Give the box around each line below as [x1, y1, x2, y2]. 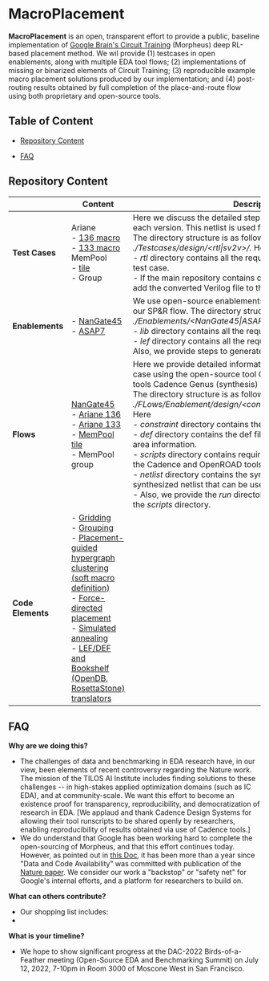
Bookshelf [70, 662, 110, 674]
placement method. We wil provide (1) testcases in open [30, 48, 216, 58]
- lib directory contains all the [132, 325, 244, 336]
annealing [70, 632, 109, 643]
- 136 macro [70, 232, 121, 243]
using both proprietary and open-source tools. [8, 91, 162, 100]
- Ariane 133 [70, 418, 122, 429]
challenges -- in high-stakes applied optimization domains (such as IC [19, 782, 251, 792]
